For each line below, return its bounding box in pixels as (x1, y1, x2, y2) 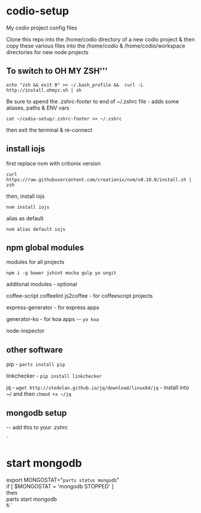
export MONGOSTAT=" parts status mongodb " (6, 476, 119, 484)
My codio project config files (6, 24, 77, 31)
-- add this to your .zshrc (6, 424, 68, 431)
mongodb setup (6, 408, 67, 418)
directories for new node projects (6, 48, 89, 55)
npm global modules (6, 242, 84, 253)
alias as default (6, 215, 44, 222)
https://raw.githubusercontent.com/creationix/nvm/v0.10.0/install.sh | (6, 176, 192, 183)
